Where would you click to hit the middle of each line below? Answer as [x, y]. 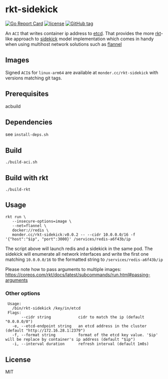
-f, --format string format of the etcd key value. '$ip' [85, 335]
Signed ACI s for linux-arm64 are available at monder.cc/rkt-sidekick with [82, 72]
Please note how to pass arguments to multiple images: [63, 269]
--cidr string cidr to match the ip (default [83, 317]
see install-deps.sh [27, 134]
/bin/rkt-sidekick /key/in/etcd [46, 308]
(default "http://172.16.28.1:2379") [45, 331]
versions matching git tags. [34, 78]
